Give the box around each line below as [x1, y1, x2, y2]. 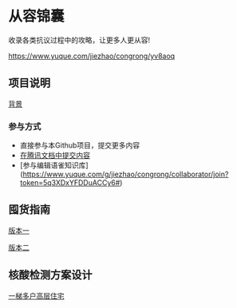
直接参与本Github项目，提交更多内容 [19, 140, 140, 150]
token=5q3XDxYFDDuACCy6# [19, 178, 120, 188]
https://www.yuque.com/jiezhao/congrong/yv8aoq [8, 51, 176, 61]
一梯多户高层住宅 [8, 290, 65, 300]
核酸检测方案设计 [8, 268, 93, 282]
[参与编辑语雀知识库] [19, 160, 89, 170]
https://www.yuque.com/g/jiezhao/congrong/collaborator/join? [22, 169, 229, 180]
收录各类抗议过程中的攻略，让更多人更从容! [8, 35, 151, 45]
